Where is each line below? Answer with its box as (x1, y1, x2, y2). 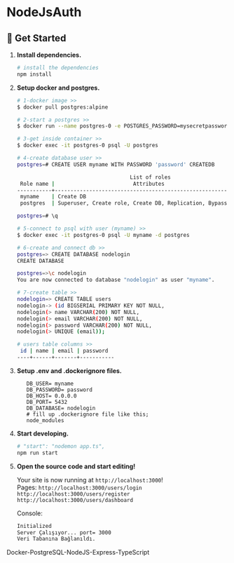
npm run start (16, 449, 58, 456)
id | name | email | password (20, 348, 109, 355)
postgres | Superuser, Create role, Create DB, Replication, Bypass (20, 200, 228, 207)
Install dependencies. (16, 50, 82, 59)
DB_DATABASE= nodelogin (26, 405, 96, 412)
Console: (16, 509, 43, 517)
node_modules (26, 416, 64, 424)
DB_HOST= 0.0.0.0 (26, 392, 77, 400)
